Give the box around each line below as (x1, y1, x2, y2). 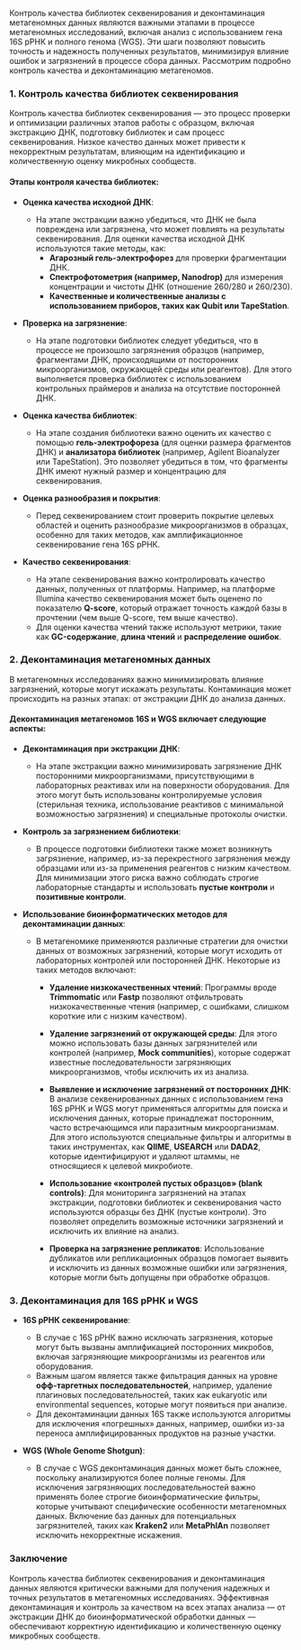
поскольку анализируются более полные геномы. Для (35, 1473, 245, 1483)
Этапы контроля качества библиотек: (9, 176, 159, 187)
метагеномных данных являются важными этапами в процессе (9, 17, 255, 28)
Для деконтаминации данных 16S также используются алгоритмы (35, 1409, 291, 1419)
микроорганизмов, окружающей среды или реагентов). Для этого (35, 364, 292, 375)
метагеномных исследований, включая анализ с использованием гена (9, 27, 283, 37)
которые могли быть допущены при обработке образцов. (49, 1272, 270, 1283)
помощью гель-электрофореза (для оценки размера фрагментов (35, 437, 292, 448)
